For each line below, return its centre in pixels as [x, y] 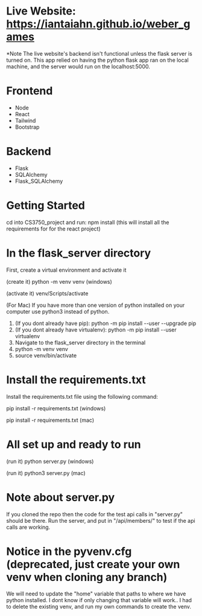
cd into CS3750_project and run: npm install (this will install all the [88, 222]
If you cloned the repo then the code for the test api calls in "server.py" [94, 514]
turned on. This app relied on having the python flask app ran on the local [97, 60]
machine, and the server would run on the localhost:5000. [78, 66]
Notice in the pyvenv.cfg [69, 551]
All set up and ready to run [74, 444]
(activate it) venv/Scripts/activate [47, 293]
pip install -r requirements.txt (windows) [56, 408]
